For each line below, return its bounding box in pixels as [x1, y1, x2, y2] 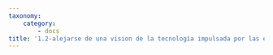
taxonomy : [8, 11, 42, 20]
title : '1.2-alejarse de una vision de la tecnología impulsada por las [8, 34, 260, 43]
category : [23, 19, 57, 27]
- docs [37, 27, 60, 35]
